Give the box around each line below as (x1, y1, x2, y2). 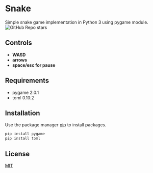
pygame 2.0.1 (12, 89, 39, 95)
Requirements (5, 77, 49, 85)
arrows (12, 57, 27, 63)
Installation (5, 109, 40, 117)
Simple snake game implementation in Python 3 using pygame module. (5, 19, 149, 25)
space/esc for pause (12, 62, 55, 68)
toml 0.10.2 (12, 94, 34, 101)
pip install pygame (5, 131, 45, 137)
